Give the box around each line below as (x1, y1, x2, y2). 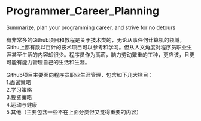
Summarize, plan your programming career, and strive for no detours (6, 24, 176, 31)
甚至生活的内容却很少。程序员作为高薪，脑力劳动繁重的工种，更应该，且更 (11, 51, 195, 58)
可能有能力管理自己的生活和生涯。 (6, 58, 90, 66)
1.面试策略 (6, 79, 31, 86)
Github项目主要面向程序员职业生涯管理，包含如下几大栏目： (6, 71, 154, 78)
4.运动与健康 (6, 101, 38, 108)
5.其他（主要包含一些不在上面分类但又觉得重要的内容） (6, 108, 142, 116)
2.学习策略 (6, 86, 32, 93)
